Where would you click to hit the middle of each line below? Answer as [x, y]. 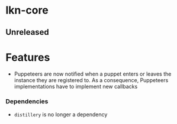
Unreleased [28, 32]
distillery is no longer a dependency [61, 114]
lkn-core [27, 10]
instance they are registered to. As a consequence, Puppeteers [91, 80]
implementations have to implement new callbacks [76, 86]
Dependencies [27, 102]
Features [28, 57]
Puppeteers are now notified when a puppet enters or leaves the [93, 74]
